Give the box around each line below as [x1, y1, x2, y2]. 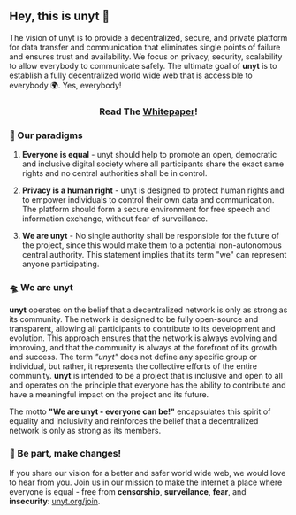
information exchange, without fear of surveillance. [21, 213, 209, 224]
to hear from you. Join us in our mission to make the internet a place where [9, 477, 283, 488]
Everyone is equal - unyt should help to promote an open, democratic [21, 150, 277, 160]
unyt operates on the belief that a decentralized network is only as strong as [9, 304, 288, 315]
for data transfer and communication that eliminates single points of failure [9, 42, 281, 52]
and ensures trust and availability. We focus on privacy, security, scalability [9, 50, 283, 62]
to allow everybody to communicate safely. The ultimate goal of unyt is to [9, 60, 277, 71]
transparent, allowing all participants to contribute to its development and [9, 324, 276, 334]
